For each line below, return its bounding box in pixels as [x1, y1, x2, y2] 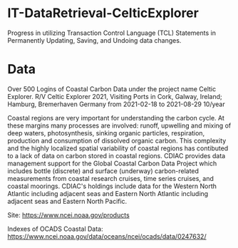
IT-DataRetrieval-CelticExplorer [7, 5, 200, 21]
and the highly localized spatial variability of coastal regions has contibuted [7, 144, 229, 153]
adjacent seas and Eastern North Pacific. [7, 197, 128, 205]
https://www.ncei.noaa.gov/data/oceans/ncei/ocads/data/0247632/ [7, 232, 207, 240]
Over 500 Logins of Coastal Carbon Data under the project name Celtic [7, 84, 216, 93]
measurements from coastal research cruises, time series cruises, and [7, 174, 214, 182]
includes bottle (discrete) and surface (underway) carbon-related [7, 166, 200, 175]
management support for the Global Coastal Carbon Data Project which [7, 159, 217, 167]
